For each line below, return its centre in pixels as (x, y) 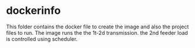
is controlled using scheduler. (42, 39)
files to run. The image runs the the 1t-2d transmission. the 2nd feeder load (97, 32)
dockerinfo (33, 11)
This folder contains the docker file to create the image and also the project (97, 27)
